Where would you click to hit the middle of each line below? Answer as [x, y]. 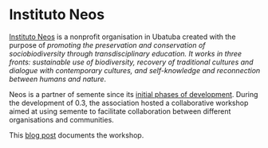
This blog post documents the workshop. [77, 135]
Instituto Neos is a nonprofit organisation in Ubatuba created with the [122, 37]
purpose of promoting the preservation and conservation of [107, 45]
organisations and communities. [61, 119]
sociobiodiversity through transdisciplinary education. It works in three [126, 53]
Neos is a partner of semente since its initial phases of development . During [134, 94]
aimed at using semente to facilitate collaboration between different [120, 111]
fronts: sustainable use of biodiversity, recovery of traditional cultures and [131, 62]
